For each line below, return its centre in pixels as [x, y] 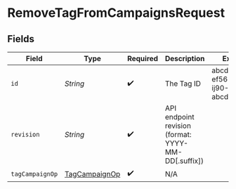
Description [185, 59]
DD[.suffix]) [184, 161]
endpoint [179, 117]
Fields [21, 39]
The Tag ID [183, 84]
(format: [178, 135]
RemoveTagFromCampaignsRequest [116, 13]
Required [143, 59]
